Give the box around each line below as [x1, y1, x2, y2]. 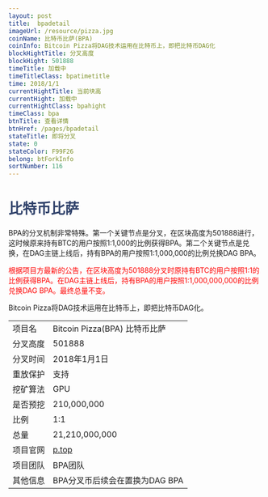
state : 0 [8, 139, 38, 148]
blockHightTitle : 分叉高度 [8, 49, 94, 57]
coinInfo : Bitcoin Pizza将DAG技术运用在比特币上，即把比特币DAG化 [8, 42, 216, 50]
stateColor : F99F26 [8, 147, 74, 155]
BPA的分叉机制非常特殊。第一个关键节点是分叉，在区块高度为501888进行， [8, 228, 259, 238]
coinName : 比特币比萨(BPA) [8, 34, 93, 43]
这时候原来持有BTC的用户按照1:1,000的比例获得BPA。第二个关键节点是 [8, 238, 243, 248]
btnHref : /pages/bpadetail [8, 125, 99, 133]
